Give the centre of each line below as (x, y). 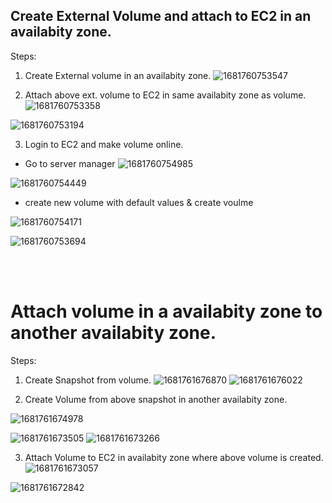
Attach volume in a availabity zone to (166, 311)
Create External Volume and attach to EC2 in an (161, 16)
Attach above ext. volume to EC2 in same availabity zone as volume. (165, 95)
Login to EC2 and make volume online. (104, 144)
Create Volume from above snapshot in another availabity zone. (156, 399)
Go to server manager (70, 163)
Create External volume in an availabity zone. (118, 75)
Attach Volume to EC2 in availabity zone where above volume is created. (174, 457)
